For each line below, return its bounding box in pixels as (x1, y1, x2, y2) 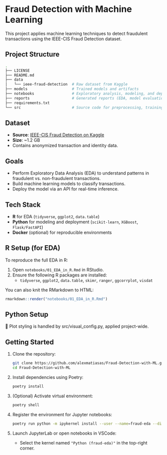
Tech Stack (5, 200, 41, 209)
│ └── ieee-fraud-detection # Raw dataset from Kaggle (5, 82, 128, 87)
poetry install (12, 384, 44, 389)
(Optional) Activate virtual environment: (12, 393, 93, 399)
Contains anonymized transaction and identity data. (12, 143, 118, 149)
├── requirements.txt (5, 100, 50, 105)
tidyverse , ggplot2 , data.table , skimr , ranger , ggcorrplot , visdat (19, 277, 153, 283)
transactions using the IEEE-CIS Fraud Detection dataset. (5, 36, 122, 42)
